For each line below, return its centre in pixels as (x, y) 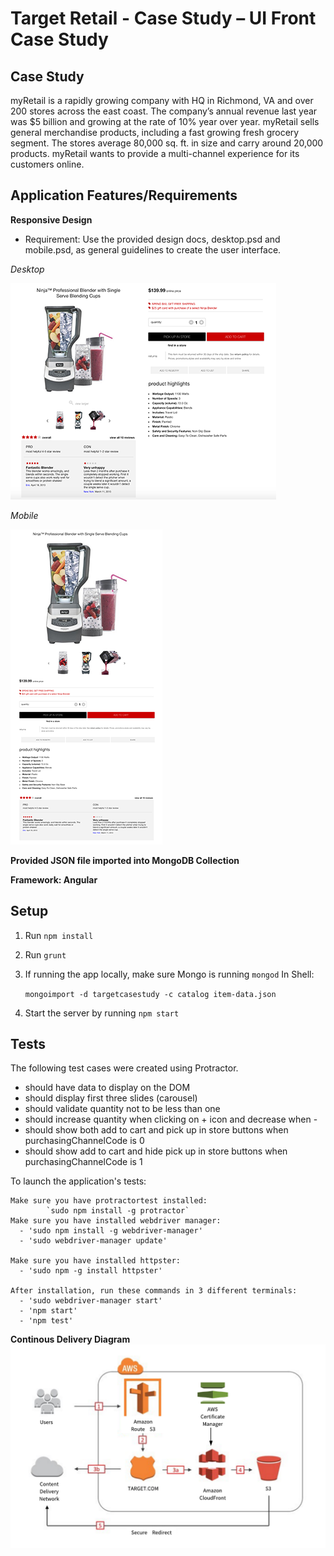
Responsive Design (51, 219)
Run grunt (45, 954)
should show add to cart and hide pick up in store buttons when (156, 1151)
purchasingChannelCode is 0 (84, 1141)
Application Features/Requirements (124, 195)
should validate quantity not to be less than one (122, 1109)
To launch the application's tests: (78, 1181)
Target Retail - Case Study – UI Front (163, 18)
